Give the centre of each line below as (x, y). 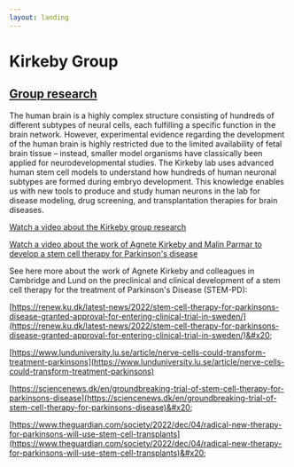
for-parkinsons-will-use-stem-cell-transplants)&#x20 (107, 453)
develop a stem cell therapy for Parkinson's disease (104, 253)
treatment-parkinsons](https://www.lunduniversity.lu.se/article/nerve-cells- (147, 361)
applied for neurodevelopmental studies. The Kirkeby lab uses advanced (142, 162)
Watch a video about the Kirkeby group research (98, 226)
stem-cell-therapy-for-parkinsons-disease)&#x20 (100, 407)
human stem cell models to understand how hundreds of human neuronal (143, 172)
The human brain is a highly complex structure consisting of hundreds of (142, 115)
